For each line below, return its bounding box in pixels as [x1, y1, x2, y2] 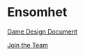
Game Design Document [7, 27, 78, 36]
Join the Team [7, 41, 49, 49]
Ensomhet [7, 4, 68, 20]
